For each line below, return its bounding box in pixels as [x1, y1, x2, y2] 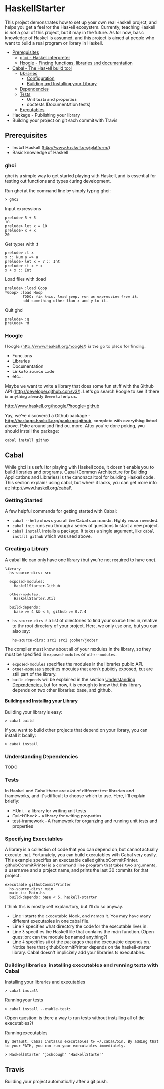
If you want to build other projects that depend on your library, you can [5, 727, 148, 733]
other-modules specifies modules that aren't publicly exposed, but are [12, 666, 153, 672]
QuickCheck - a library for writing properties [12, 813, 102, 818]
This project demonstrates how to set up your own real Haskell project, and [5, 19, 157, 25]
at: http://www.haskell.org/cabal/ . [5, 485, 72, 491]
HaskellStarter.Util [14, 596, 56, 601]
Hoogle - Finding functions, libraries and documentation [19, 60, 133, 66]
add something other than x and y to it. [23, 298, 109, 304]
